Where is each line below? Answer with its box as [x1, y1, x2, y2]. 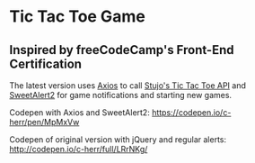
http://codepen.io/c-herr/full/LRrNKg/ [9, 144, 148, 154]
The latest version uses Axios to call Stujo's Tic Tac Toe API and [9, 80, 247, 91]
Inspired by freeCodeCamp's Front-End [9, 42, 235, 58]
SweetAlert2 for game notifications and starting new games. [9, 90, 232, 100]
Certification [9, 56, 83, 71]
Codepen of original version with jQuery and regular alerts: [9, 134, 227, 145]
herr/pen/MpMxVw [9, 117, 80, 127]
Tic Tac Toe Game [9, 6, 145, 27]
